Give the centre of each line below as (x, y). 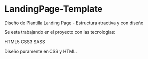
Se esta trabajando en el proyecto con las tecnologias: (60, 32)
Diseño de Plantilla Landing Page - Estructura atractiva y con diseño (74, 23)
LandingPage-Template (54, 9)
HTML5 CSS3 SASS (25, 42)
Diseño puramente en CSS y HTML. (41, 51)
